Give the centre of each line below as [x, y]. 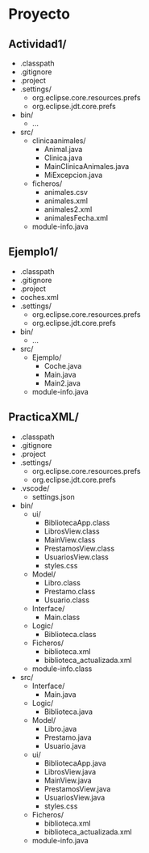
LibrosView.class [72, 531]
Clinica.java [63, 158]
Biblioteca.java [68, 712]
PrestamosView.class [79, 548]
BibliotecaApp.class [77, 522]
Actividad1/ [37, 44]
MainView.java [68, 780]
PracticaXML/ [43, 417]
